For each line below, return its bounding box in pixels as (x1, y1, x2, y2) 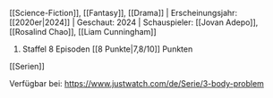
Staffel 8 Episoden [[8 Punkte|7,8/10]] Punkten (21, 44, 193, 54)
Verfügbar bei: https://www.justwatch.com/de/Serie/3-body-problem (9, 78, 264, 88)
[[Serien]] (9, 61, 45, 71)
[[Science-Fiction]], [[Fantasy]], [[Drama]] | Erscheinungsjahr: (9, 8, 238, 18)
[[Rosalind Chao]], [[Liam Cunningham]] (9, 27, 157, 37)
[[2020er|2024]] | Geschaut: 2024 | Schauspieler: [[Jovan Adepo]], (9, 17, 259, 28)
